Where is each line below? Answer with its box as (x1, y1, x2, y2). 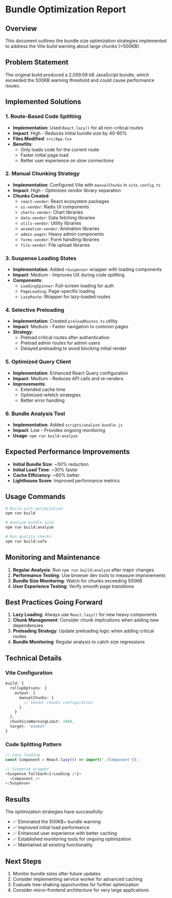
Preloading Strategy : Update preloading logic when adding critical (12, 628, 154, 634)
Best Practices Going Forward (5, 598, 103, 607)
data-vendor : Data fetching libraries (20, 214, 95, 220)
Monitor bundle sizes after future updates (12, 870, 101, 876)
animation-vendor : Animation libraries (20, 225, 100, 232)
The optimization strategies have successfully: (5, 809, 104, 815)
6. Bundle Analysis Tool (5, 410, 65, 417)
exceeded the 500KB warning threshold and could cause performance (5, 77, 155, 83)
